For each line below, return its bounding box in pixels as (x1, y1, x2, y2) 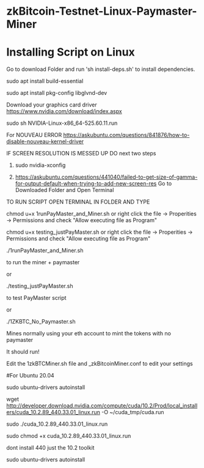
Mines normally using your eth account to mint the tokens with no (6, 330, 171, 337)
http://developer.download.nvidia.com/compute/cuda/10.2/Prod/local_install (6, 402, 198, 409)
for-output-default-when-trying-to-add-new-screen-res (15, 180, 157, 187)
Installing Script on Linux (6, 45, 136, 59)
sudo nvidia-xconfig (15, 162, 66, 169)
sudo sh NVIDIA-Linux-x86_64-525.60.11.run (6, 119, 118, 127)
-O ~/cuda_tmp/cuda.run (101, 409, 164, 416)
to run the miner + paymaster (6, 259, 80, 266)
